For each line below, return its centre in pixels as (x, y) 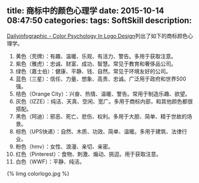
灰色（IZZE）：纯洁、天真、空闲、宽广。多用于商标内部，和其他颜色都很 (104, 101)
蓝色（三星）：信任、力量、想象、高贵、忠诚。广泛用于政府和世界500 (101, 79)
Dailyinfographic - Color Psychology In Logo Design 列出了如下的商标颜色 (97, 36)
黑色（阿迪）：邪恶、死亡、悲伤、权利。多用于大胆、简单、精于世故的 (101, 116)
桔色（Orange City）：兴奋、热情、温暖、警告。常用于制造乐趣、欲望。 (103, 94)
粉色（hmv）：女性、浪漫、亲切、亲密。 (64, 146)
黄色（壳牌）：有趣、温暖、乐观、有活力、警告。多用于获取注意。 (96, 56)
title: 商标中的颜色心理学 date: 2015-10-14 (86, 11)
